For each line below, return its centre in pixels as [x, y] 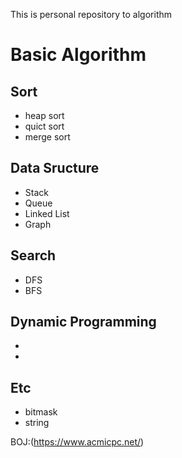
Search [33, 255]
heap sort [44, 115]
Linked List [47, 213]
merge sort [47, 137]
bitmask [41, 412]
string [37, 423]
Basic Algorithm [78, 55]
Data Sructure [55, 168]
